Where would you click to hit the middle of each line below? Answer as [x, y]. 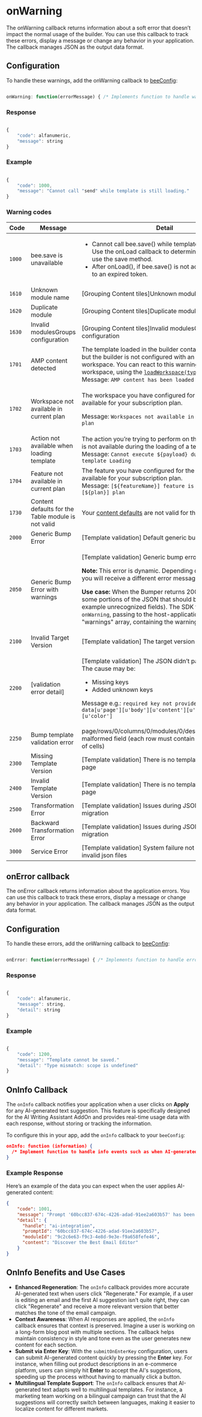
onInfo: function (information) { [50, 1146]
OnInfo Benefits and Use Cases [66, 1273]
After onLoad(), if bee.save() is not [140, 266]
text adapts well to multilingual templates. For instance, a [112, 1389]
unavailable [47, 263]
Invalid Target [50, 638]
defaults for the [52, 509]
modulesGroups [54, 332]
